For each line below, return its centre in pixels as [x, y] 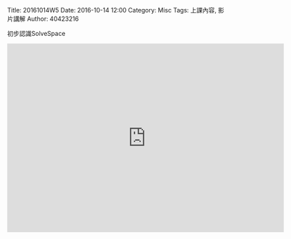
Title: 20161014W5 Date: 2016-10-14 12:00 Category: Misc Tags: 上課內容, [112, 10]
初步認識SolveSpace [36, 34]
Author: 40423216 [53, 19]
